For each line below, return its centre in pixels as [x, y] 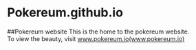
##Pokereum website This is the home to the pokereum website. [98, 32]
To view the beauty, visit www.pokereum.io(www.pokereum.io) [96, 38]
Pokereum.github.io [65, 13]
